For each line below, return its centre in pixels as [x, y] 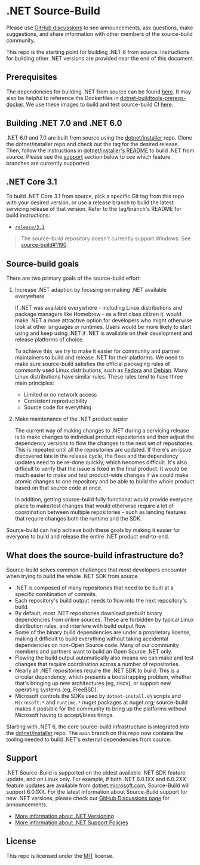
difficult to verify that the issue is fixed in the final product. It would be [101, 469]
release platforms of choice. [50, 340]
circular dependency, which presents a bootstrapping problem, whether [103, 677]
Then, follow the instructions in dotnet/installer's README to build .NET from [100, 150]
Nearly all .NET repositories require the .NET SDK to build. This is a [97, 670]
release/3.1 [30, 228]
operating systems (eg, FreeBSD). [56, 689]
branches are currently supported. [48, 163]
